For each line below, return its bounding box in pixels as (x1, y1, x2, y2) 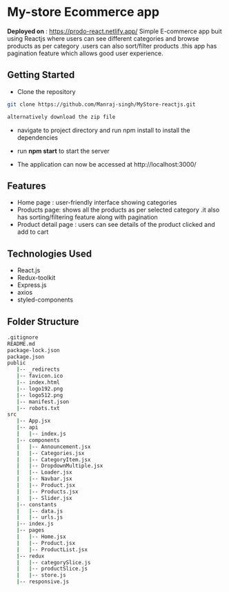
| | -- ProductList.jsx (16, 546, 88, 553)
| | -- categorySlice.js (16, 559, 91, 566)
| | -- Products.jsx (16, 488, 79, 495)
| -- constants (16, 501, 57, 508)
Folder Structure (7, 315, 79, 327)
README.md (7, 340, 36, 347)
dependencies (17, 133, 59, 142)
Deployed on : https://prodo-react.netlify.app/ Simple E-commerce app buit (7, 27, 222, 35)
